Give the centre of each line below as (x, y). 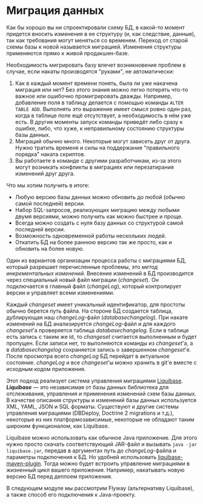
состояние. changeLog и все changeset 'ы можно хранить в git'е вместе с (101, 363)
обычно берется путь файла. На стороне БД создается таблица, (90, 311)
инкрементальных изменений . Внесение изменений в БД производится (100, 273)
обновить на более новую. (50, 248)
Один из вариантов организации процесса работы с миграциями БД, (96, 260)
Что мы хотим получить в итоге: (48, 185)
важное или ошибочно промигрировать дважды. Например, (94, 96)
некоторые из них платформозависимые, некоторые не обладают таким (101, 419)
